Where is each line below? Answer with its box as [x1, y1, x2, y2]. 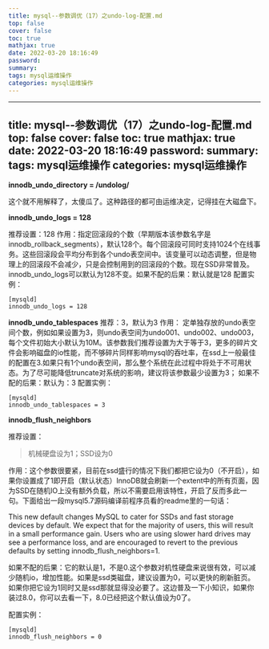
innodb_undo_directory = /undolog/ [8, 180, 130, 190]
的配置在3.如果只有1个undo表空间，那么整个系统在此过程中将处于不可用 [8, 358, 245, 368]
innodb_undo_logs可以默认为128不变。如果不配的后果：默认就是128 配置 [8, 270, 248, 280]
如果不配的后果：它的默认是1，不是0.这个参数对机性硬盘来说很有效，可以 [8, 563, 250, 573]
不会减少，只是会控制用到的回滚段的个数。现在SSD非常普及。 [50, 259, 255, 269]
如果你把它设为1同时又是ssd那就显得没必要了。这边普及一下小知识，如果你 [8, 583, 255, 593]
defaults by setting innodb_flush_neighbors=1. [8, 546, 160, 556]
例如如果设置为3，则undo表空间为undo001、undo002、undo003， [35, 328, 259, 337]
